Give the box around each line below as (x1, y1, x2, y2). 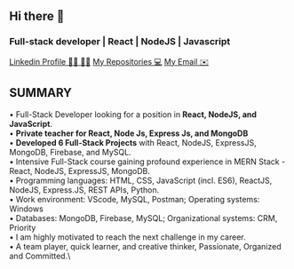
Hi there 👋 (9, 9, 65, 24)
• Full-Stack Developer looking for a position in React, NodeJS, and (9, 108, 258, 120)
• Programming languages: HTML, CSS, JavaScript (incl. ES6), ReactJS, (9, 175, 273, 186)
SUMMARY (9, 85, 73, 100)
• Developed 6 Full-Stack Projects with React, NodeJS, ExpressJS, (9, 137, 257, 147)
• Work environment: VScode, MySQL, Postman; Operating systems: (9, 194, 260, 204)
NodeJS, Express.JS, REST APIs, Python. (9, 184, 160, 195)
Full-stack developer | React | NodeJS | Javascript (9, 36, 231, 48)
